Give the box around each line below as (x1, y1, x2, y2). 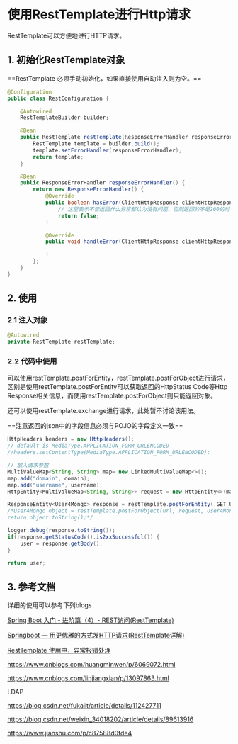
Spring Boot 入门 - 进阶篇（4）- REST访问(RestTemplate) (7, 616, 175, 624)
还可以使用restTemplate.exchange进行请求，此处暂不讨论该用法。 (7, 407, 200, 415)
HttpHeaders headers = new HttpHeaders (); (7, 436, 135, 443)
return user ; (7, 559, 46, 567)
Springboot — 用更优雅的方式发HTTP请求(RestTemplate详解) (7, 631, 185, 640)
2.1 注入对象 (7, 315, 48, 325)
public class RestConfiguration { (7, 95, 110, 102)
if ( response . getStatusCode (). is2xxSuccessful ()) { (7, 533, 160, 541)
